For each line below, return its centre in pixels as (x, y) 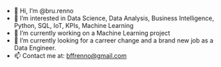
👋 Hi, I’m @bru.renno (44, 11)
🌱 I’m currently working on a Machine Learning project (92, 33)
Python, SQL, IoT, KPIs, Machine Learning (74, 25)
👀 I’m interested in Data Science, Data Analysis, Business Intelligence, (114, 18)
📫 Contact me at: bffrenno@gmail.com (70, 55)
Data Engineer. (35, 48)
